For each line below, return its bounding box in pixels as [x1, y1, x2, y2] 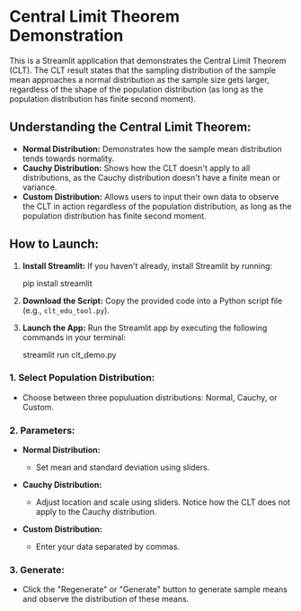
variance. [22, 182, 58, 193]
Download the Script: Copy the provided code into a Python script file [22, 295, 283, 306]
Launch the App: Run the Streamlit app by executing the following [22, 322, 268, 333]
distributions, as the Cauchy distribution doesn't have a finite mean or [22, 172, 280, 183]
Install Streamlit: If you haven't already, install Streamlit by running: [22, 260, 273, 271]
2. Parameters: [9, 424, 75, 436]
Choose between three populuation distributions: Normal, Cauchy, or [22, 391, 278, 402]
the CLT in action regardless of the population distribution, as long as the [22, 201, 292, 211]
